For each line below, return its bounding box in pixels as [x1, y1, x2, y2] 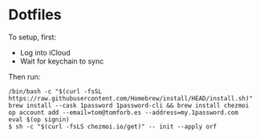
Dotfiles [8, 6, 62, 24]
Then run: [8, 72, 41, 81]
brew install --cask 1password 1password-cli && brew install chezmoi [8, 101, 250, 109]
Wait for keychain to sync [19, 56, 104, 66]
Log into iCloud [19, 47, 71, 57]
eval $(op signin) [8, 115, 70, 124]
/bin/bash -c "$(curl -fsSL [8, 87, 103, 96]
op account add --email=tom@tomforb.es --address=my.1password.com [8, 108, 239, 117]
